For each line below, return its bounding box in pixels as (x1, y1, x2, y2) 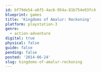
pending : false (5, 50, 37, 55)
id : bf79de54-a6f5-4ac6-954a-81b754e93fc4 (5, 7, 96, 13)
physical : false (5, 41, 39, 46)
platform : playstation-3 (5, 21, 58, 27)
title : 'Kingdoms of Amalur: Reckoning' (5, 17, 92, 22)
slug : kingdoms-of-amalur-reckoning (5, 59, 82, 64)
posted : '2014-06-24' (5, 54, 51, 60)
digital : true (5, 36, 35, 41)
